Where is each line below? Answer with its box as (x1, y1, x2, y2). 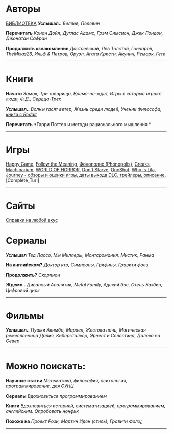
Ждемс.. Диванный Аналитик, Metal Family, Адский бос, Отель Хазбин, (6, 281, 163, 287)
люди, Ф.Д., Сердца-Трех (6, 96, 62, 102)
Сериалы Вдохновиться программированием (6, 392, 107, 399)
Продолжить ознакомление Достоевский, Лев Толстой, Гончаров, (6, 45, 154, 51)
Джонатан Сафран (6, 35, 47, 42)
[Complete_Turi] (6, 177, 40, 183)
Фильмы (6, 309, 44, 321)
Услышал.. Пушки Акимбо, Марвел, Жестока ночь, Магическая (6, 326, 146, 333)
